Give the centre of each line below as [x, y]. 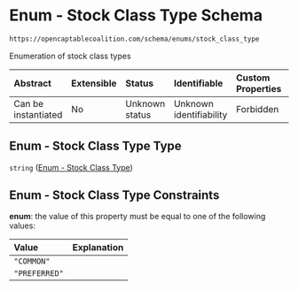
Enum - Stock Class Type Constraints [114, 195]
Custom [253, 78]
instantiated [38, 114]
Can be [29, 103]
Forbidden [258, 109]
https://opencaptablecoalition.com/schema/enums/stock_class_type [134, 39]
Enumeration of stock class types [70, 56]
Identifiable [198, 83]
